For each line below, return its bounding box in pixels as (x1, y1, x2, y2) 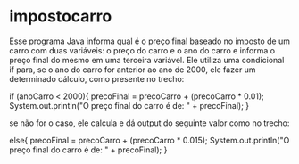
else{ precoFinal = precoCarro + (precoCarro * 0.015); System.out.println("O (9, 135, 290, 145)
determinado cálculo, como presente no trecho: (9, 73, 185, 84)
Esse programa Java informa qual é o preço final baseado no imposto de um (9, 36, 290, 46)
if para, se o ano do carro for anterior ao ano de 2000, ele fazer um (9, 64, 256, 75)
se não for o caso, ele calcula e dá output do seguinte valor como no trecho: (9, 118, 290, 128)
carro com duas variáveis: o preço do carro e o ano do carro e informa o (9, 45, 275, 55)
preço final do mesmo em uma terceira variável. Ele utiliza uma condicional (9, 54, 285, 65)
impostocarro (9, 6, 112, 27)
